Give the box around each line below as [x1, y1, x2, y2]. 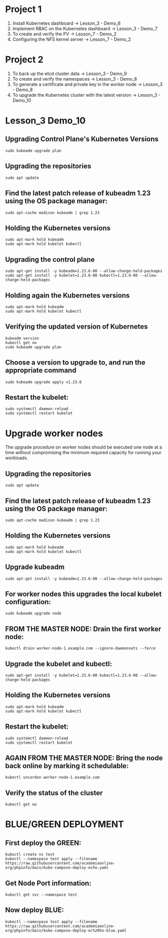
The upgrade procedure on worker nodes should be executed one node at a [5, 444, 162, 450]
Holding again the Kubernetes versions [5, 291, 130, 300]
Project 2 [5, 54, 44, 65]
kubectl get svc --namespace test [5, 892, 78, 897]
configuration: [5, 598, 51, 606]
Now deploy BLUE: [5, 906, 64, 914]
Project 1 [5, 4, 42, 15]
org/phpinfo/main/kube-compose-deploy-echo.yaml [5, 865, 109, 871]
